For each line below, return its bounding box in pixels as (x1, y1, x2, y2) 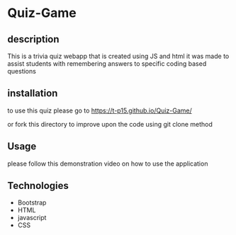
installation (7, 87, 58, 100)
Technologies (7, 180, 69, 192)
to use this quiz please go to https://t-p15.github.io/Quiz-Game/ (7, 106, 193, 115)
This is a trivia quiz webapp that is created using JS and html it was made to (7, 52, 230, 60)
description (7, 33, 60, 45)
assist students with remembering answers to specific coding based (7, 59, 207, 68)
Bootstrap (17, 198, 47, 207)
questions (7, 67, 37, 75)
